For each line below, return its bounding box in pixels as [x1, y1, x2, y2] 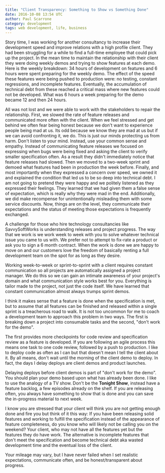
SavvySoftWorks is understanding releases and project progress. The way [5, 226, 156, 232]
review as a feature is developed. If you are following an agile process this [5, 339, 156, 345]
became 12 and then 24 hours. [5, 97, 67, 103]
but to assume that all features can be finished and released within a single [5, 303, 157, 309]
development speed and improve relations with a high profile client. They [5, 44, 153, 50]
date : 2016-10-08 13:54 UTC [5, 12, 63, 17]
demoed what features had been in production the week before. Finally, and [5, 164, 159, 171]
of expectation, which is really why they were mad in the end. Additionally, [5, 191, 156, 197]
